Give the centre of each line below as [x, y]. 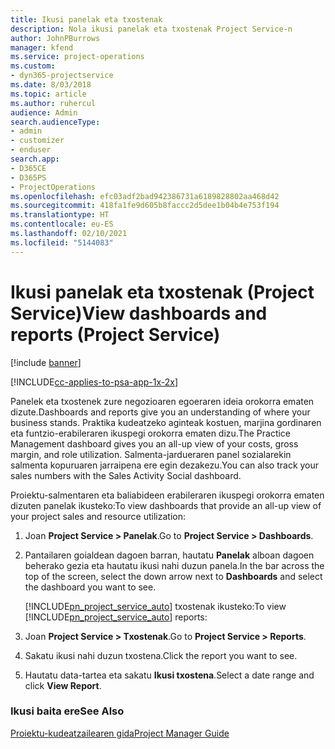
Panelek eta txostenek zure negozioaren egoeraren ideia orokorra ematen [162, 401]
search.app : [35, 159]
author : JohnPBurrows [55, 38]
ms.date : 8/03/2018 [51, 85]
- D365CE [28, 168]
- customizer [37, 141]
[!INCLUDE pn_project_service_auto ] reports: [116, 617]
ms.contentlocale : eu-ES [62, 224]
